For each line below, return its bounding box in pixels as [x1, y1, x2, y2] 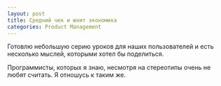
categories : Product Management [7, 23, 101, 30]
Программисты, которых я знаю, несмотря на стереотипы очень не [7, 64, 211, 72]
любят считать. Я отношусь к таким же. [7, 71, 126, 79]
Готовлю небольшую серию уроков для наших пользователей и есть [7, 43, 214, 51]
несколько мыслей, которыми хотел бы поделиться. [7, 50, 164, 58]
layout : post [7, 10, 45, 17]
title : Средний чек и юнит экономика [7, 17, 117, 24]
